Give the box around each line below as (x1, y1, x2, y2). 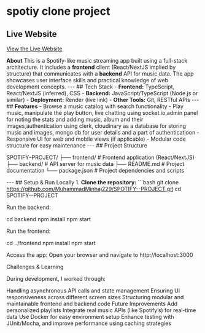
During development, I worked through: (6, 275, 106, 282)
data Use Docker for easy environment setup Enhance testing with (6, 313, 174, 320)
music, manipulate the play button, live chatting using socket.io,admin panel (6, 109, 198, 116)
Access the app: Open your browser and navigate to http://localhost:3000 (6, 251, 193, 259)
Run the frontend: (6, 227, 51, 235)
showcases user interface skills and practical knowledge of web (6, 77, 169, 84)
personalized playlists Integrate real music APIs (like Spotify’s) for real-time (6, 307, 196, 314)
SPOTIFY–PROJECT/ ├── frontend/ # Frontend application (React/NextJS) (6, 154, 195, 161)
